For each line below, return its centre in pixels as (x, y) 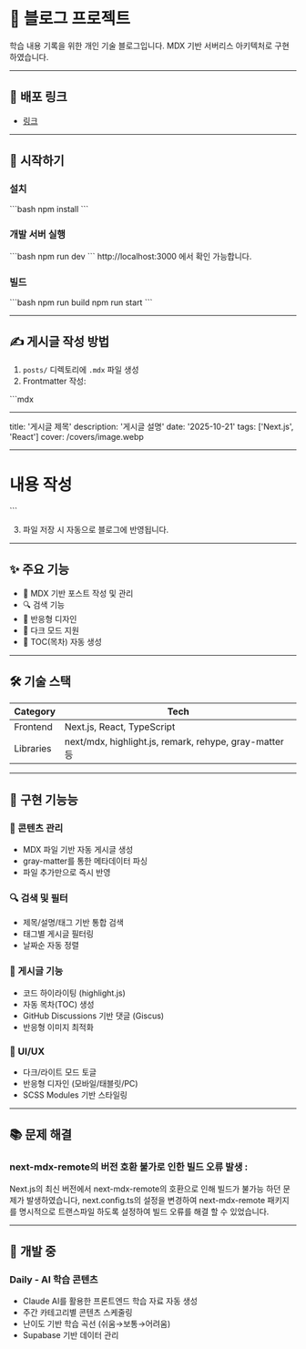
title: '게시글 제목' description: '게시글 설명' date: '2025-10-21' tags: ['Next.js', (152, 426)
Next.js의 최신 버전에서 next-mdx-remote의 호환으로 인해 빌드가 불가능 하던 (145, 1189)
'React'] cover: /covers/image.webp (76, 436)
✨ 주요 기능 (40, 570)
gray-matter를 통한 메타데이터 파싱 (85, 861)
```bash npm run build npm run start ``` (81, 302)
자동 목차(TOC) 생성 (58, 1004)
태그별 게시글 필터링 (58, 934)
